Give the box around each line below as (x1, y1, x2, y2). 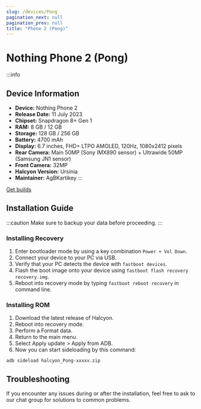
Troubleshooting (6, 374, 70, 384)
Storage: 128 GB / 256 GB (14, 130, 80, 137)
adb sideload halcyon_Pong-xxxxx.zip (6, 358, 101, 364)
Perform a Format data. (14, 327, 73, 334)
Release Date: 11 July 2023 (14, 111, 83, 117)
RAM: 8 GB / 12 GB (14, 123, 62, 131)
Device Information (6, 88, 80, 99)
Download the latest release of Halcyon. (14, 314, 114, 322)
